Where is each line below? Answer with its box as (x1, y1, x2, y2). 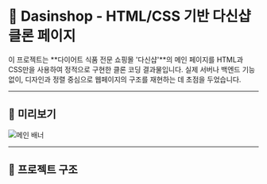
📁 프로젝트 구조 (8, 163, 78, 177)
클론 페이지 (8, 27, 76, 45)
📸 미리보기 (8, 108, 57, 121)
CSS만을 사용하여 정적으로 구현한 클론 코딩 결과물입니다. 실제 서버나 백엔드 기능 (8, 64, 256, 74)
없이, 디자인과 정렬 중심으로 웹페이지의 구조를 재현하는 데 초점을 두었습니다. (8, 75, 242, 84)
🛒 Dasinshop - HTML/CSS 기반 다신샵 (8, 7, 252, 25)
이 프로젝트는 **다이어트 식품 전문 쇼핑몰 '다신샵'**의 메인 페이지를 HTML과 (8, 55, 244, 64)
